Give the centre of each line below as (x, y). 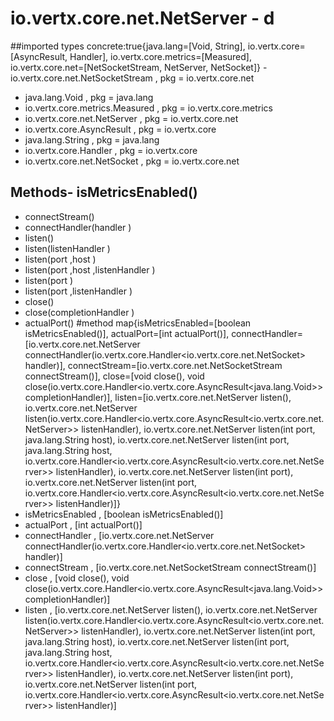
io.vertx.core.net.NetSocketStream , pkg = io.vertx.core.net (132, 78)
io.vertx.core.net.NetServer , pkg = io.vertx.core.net (131, 118)
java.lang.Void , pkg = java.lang (89, 97)
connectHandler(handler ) (78, 227)
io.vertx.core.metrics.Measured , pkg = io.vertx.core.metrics (148, 108)
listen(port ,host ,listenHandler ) (90, 269)
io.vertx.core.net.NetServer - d (142, 18)
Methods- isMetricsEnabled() (104, 192)
